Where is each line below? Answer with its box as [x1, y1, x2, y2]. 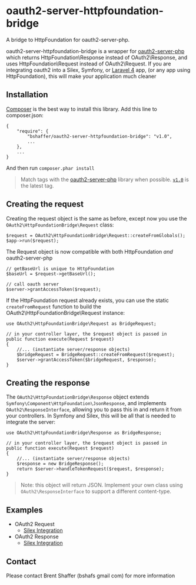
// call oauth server [6, 281, 59, 287]
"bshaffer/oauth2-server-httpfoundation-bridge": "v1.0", [27, 133, 172, 139]
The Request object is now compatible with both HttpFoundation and [6, 248, 173, 255]
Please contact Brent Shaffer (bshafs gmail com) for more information [6, 572, 175, 579]
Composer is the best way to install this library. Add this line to [6, 105, 157, 113]
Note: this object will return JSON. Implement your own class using [20, 482, 183, 489]
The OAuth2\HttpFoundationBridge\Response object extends [6, 393, 150, 400]
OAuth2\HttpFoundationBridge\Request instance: [6, 309, 125, 316]
